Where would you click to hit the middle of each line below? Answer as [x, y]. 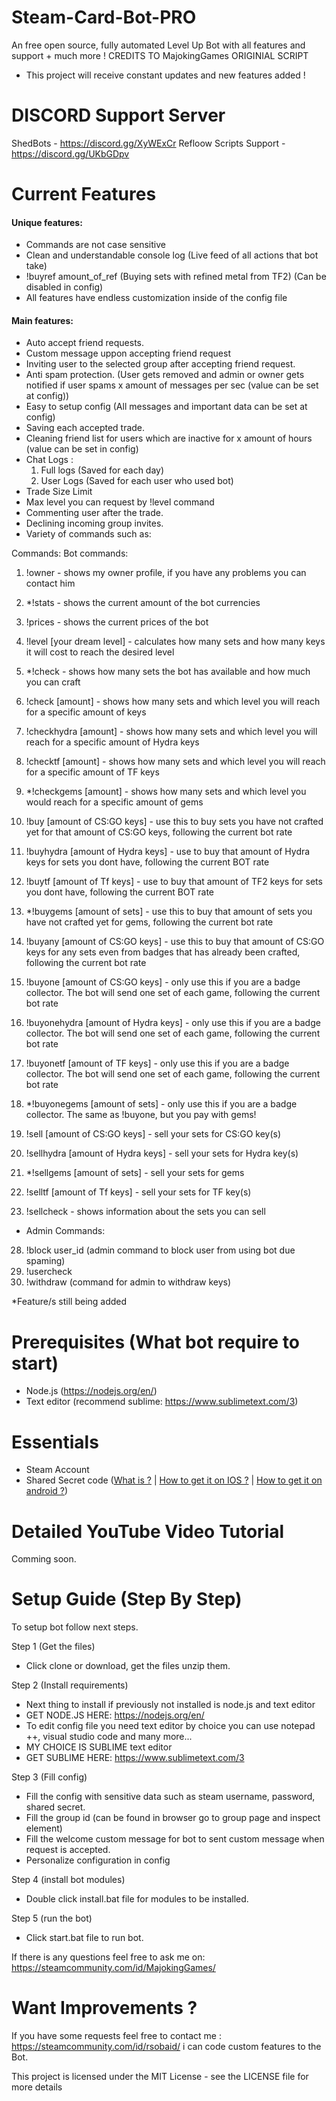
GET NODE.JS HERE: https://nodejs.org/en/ [115, 1715]
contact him [50, 583]
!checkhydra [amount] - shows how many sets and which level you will [171, 732]
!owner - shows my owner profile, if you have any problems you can [166, 573]
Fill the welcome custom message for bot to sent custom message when [175, 1839]
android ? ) [47, 1491]
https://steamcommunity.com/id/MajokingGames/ [113, 1968]
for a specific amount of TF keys [92, 772]
